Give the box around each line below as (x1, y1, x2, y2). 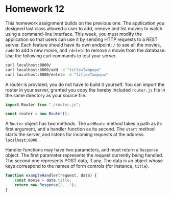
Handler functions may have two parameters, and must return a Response (5, 147, 158, 153)
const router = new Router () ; (5, 111, 70, 117)
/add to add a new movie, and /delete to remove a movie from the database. (5, 47, 166, 53)
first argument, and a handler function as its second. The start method (5, 126, 155, 132)
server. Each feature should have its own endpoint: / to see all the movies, (5, 41, 161, 48)
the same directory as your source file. (5, 92, 87, 98)
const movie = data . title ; (14, 178, 72, 183)
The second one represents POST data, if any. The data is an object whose (5, 158, 163, 164)
